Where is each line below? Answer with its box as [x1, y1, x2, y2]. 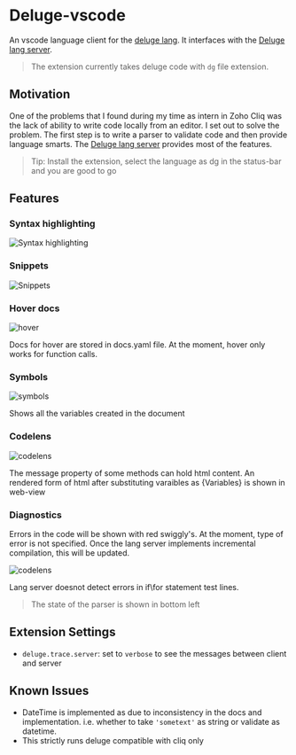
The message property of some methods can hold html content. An [9, 467, 255, 479]
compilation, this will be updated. [9, 547, 130, 558]
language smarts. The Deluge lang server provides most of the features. [9, 138, 273, 149]
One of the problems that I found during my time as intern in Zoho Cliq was [9, 110, 282, 121]
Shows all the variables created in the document [9, 409, 185, 419]
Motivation [9, 87, 71, 102]
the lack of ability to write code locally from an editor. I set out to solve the [9, 120, 280, 130]
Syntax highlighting [9, 218, 96, 230]
